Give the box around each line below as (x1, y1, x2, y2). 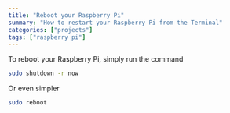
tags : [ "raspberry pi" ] (8, 33, 86, 41)
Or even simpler (8, 83, 60, 94)
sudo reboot (8, 99, 47, 107)
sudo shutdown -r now (8, 69, 79, 78)
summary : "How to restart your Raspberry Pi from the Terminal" (8, 19, 223, 26)
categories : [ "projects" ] (8, 26, 93, 34)
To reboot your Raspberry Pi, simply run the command (8, 55, 184, 64)
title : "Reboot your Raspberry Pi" (8, 11, 125, 19)
